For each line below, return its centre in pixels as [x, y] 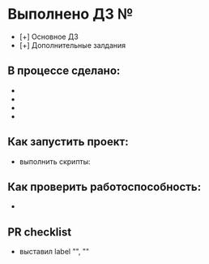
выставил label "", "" [54, 252]
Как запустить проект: [68, 142]
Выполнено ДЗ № [70, 14]
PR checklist [40, 232]
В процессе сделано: [64, 71]
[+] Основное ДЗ [49, 37]
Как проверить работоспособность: [104, 186]
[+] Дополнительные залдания [73, 45]
